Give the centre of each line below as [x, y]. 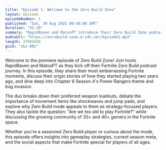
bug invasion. [19, 86]
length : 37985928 [23, 42]
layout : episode [22, 14]
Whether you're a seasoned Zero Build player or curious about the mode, [80, 131]
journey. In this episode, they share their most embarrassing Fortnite [75, 71]
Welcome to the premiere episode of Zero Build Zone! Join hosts [71, 60]
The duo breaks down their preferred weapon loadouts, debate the [73, 96]
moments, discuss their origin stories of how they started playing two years [82, 76]
